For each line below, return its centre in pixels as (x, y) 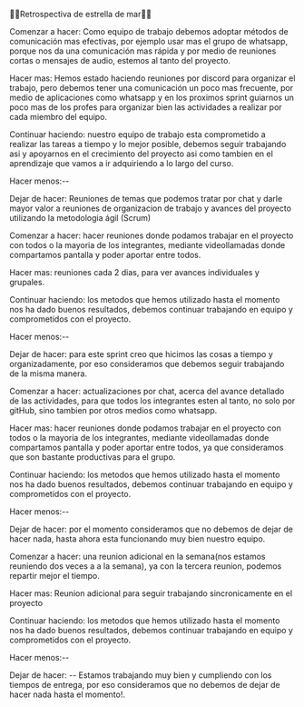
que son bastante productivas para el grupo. (93, 457)
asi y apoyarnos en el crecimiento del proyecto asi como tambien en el (142, 154)
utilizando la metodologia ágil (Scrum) (80, 218)
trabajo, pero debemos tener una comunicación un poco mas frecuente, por (151, 88)
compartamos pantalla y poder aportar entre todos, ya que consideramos (147, 447)
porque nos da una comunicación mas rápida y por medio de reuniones (143, 51)
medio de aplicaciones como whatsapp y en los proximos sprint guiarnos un (152, 97)
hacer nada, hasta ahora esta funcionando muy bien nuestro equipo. (137, 539)
